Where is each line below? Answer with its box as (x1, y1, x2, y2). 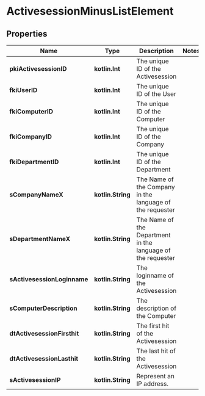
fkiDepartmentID (9, 157, 59, 166)
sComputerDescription (9, 304, 77, 312)
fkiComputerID (9, 107, 54, 115)
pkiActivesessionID (9, 65, 67, 73)
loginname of (136, 272, 174, 279)
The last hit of (136, 347, 176, 355)
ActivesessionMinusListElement (6, 4, 174, 18)
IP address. (136, 380, 169, 388)
